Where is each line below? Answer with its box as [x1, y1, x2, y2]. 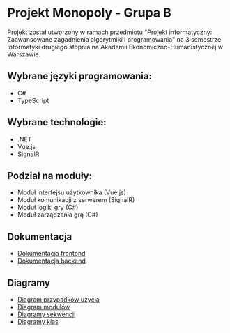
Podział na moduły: [7, 169, 93, 182]
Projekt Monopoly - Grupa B [7, 5, 172, 21]
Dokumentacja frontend [17, 249, 86, 258]
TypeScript [17, 96, 49, 104]
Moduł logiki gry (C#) [17, 203, 79, 212]
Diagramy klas [17, 318, 59, 325]
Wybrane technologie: [7, 116, 107, 128]
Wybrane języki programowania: [7, 70, 152, 82]
